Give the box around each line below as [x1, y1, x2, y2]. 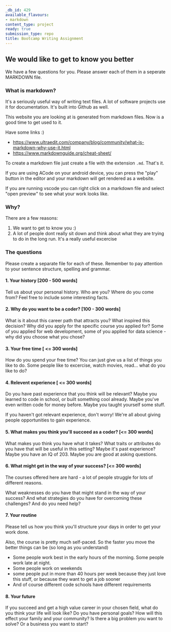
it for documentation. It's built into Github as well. [5, 103, 109, 110]
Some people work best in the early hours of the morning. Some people [12, 554, 164, 560]
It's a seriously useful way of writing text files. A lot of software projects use [5, 98, 166, 104]
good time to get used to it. [5, 119, 62, 125]
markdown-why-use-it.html [12, 144, 71, 151]
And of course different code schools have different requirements [12, 582, 152, 587]
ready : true [5, 27, 31, 32]
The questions [5, 249, 42, 256]
